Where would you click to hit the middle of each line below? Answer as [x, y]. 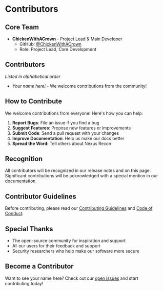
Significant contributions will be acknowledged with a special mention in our [81, 176]
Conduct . [14, 214]
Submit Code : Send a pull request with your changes [65, 133]
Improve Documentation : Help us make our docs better [68, 138]
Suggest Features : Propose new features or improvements [71, 128]
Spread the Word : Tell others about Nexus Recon [61, 144]
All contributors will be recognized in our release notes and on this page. [78, 170]
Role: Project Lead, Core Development [58, 49]
